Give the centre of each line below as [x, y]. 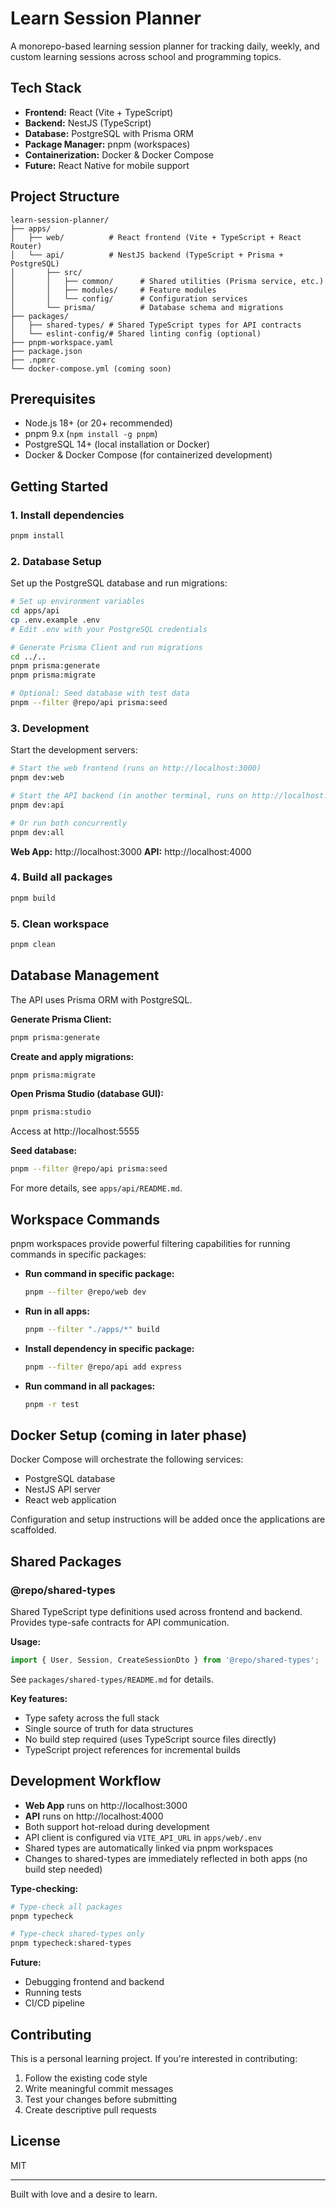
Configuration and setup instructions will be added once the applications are [168, 1519]
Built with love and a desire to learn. [84, 2194]
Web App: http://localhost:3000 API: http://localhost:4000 [131, 851]
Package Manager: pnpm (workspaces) [107, 144]
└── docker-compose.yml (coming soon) [91, 368]
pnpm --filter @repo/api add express [103, 1367]
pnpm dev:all [37, 832]
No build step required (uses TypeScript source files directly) [150, 1739]
